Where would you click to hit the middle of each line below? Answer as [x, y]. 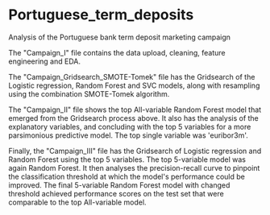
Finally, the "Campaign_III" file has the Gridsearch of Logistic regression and [135, 151]
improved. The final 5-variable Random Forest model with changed [119, 185]
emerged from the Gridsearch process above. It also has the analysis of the [134, 118]
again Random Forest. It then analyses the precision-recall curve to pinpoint [134, 167]
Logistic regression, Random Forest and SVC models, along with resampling [134, 85]
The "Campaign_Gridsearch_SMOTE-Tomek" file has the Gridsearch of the [132, 76]
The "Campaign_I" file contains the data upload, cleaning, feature [117, 52]
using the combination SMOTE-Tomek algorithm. [89, 93]
